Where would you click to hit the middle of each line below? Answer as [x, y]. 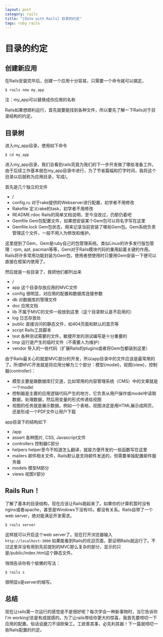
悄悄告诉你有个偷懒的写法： [33, 563]
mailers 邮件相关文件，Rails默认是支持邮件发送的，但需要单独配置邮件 [82, 456]
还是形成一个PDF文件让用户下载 [44, 412]
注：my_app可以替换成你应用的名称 [41, 100]
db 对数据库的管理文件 [34, 300]
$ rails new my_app [25, 90]
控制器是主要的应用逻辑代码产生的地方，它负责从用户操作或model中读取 [84, 393]
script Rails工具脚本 [32, 330]
